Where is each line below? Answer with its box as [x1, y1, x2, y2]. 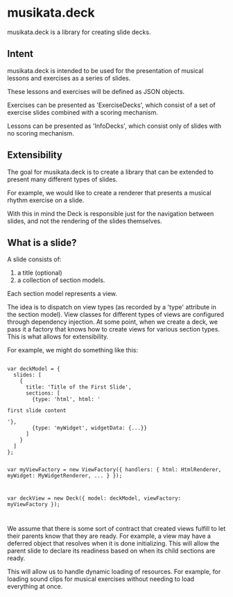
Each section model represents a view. [7, 290, 118, 298]
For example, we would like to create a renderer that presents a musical [7, 188, 212, 197]
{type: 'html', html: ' [32, 396, 101, 403]
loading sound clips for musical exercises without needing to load [7, 575, 195, 583]
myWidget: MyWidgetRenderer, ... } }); [7, 473, 123, 480]
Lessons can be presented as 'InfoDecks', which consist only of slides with [7, 122, 222, 130]
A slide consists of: [7, 255, 62, 263]
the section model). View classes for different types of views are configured [7, 311, 224, 319]
